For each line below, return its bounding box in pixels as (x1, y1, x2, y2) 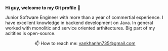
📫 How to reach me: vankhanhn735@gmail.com (34, 40, 136, 46)
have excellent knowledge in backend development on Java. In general (5, 20, 153, 25)
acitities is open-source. (5, 30, 56, 36)
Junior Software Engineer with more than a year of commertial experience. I (5, 14, 163, 20)
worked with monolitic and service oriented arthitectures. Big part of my (5, 25, 155, 31)
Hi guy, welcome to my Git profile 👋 (5, 5, 81, 10)
